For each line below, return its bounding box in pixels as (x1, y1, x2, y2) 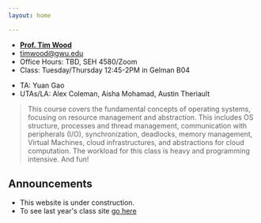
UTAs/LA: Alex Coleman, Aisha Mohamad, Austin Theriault (19, 88, 210, 98)
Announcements (8, 177, 93, 191)
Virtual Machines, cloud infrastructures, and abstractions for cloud (27, 137, 244, 147)
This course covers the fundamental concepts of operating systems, (27, 104, 252, 113)
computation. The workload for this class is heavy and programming (27, 146, 251, 155)
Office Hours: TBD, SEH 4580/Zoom (19, 57, 138, 66)
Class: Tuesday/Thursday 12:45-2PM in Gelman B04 (19, 65, 191, 75)
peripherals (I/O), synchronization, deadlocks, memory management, (27, 129, 253, 139)
